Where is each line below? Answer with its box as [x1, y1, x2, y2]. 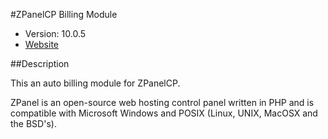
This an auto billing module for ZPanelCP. [10, 77, 181, 89]
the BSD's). [10, 118, 57, 129]
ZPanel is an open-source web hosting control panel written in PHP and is [10, 97, 315, 108]
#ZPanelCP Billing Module [10, 9, 118, 20]
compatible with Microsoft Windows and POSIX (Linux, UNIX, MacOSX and [10, 107, 318, 119]
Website [24, 39, 60, 50]
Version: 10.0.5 [24, 28, 87, 39]
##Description [10, 58, 70, 69]
